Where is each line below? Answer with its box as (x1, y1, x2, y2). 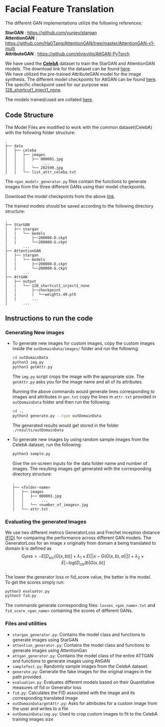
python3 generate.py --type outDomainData (12, 413, 102, 418)
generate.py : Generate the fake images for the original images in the (12, 668, 152, 674)
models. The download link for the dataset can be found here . (5, 66, 131, 72)
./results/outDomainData (12, 427, 64, 433)
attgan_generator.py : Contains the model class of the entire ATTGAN (12, 652, 154, 658)
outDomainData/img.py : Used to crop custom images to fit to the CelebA (12, 711, 158, 717)
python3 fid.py (5, 594, 37, 599)
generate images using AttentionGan (12, 647, 88, 653)
